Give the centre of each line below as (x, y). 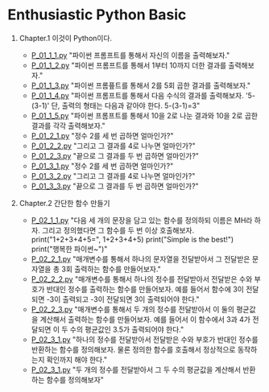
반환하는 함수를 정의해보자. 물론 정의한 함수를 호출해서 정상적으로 (133, 349)
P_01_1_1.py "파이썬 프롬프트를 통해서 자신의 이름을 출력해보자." (130, 55)
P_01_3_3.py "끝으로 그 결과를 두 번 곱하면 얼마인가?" (115, 186)
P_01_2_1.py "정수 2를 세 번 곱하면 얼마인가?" (102, 135)
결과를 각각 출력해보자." (68, 126)
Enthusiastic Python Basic (97, 15)
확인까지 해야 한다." (77, 359)
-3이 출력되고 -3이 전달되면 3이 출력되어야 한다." (123, 299)
